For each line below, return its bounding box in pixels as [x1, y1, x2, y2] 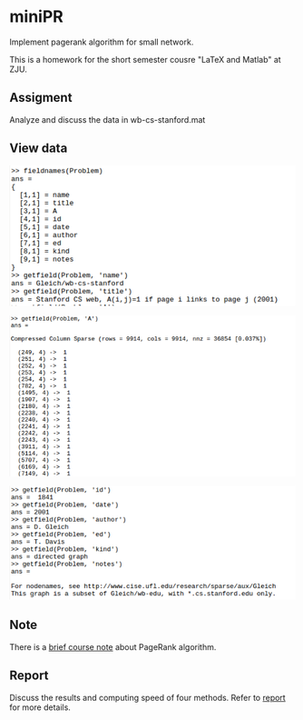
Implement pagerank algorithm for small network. [9, 36, 194, 47]
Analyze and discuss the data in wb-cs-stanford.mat [9, 114, 206, 125]
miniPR [9, 6, 64, 27]
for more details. [9, 702, 71, 713]
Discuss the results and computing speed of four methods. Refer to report [9, 692, 286, 703]
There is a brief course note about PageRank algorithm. [9, 641, 217, 652]
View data [9, 141, 68, 156]
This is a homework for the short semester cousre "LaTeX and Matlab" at [9, 54, 281, 65]
